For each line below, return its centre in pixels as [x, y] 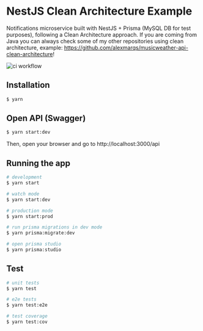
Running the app [38, 163]
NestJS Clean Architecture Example [99, 11]
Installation [28, 85]
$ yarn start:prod [30, 216]
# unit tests [23, 283]
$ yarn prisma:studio [34, 250]
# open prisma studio [34, 244]
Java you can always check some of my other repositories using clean [95, 41]
